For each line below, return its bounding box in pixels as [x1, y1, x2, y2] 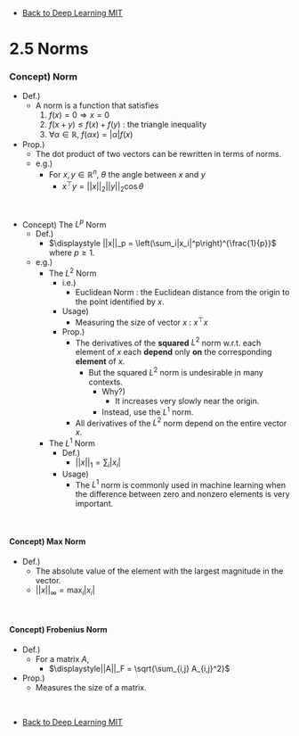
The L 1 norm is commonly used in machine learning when [75, 477, 287, 490]
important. [75, 499, 114, 509]
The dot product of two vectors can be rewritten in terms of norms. [35, 149, 282, 160]
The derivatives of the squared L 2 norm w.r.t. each [75, 335, 262, 348]
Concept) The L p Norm [21, 218, 107, 230]
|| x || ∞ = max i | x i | [35, 584, 95, 597]
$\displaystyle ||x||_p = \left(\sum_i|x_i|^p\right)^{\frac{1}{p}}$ [48, 238, 277, 249]
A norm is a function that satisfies [35, 100, 159, 111]
